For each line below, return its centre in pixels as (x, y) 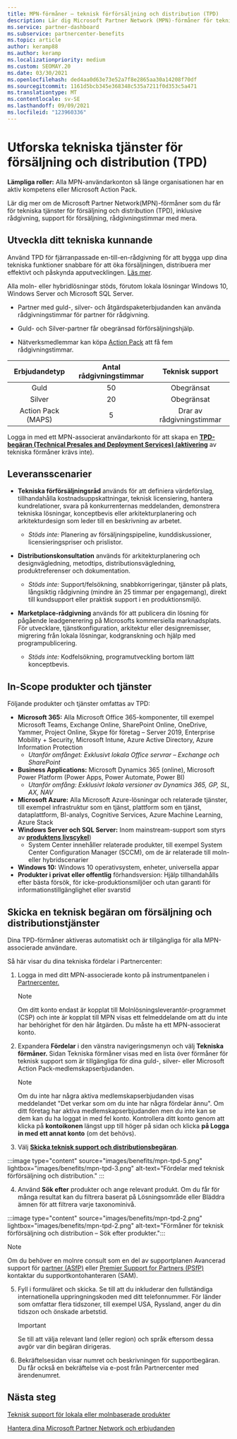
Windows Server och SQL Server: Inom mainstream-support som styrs (121, 830)
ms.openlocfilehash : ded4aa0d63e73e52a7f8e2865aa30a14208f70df (102, 79)
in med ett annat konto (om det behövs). (77, 1133)
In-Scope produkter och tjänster (80, 687)
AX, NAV (41, 792)
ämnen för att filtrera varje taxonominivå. (77, 1204)
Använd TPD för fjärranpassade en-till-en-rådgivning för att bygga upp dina (117, 257)
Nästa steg (32, 1398)
